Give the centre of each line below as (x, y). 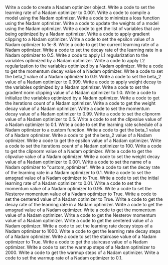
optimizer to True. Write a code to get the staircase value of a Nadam (76, 242)
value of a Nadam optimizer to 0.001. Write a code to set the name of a (78, 162)
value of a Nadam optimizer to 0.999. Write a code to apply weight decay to (83, 82)
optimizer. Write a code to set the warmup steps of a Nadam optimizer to (80, 247)
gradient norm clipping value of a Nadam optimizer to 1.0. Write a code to (81, 93)
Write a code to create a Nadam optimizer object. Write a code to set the (80, 7)
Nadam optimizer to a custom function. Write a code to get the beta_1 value (83, 130)
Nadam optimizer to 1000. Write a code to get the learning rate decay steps (83, 231)
